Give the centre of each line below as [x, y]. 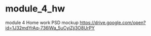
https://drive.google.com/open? [112, 22]
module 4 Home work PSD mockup [42, 22]
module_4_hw [35, 9]
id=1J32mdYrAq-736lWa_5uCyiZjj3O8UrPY [50, 27]
